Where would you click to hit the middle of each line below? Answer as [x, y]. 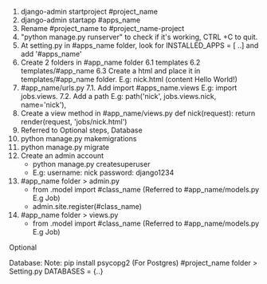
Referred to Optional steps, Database [81, 130]
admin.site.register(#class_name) [87, 206]
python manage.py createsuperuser [91, 164]
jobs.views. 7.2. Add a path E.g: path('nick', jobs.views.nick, [118, 96]
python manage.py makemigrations [79, 138]
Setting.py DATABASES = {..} [56, 271]
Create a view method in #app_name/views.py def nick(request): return [138, 113]
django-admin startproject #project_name [89, 12]
